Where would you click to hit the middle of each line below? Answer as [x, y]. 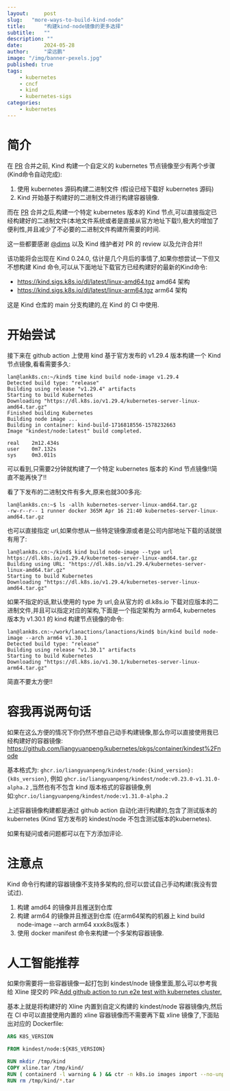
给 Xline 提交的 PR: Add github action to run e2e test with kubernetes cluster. [115, 992]
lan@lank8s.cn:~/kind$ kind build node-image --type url [90, 552]
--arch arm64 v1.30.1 [56, 638]
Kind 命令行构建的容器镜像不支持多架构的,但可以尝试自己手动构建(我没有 [109, 884]
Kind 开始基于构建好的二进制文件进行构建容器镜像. [88, 197]
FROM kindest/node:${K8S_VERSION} [56, 1049]
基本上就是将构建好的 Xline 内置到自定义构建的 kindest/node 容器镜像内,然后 [115, 1007]
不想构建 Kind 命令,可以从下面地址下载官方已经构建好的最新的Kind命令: [107, 267]
